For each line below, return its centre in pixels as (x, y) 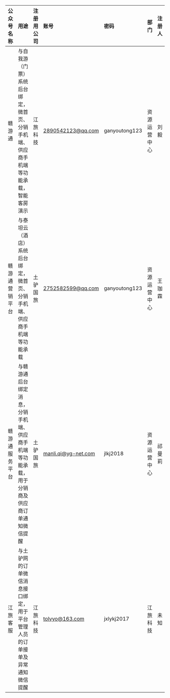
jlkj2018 (114, 454)
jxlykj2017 (116, 619)
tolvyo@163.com (64, 619)
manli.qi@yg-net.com (69, 454)
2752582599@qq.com (71, 288)
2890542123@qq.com (71, 130)
